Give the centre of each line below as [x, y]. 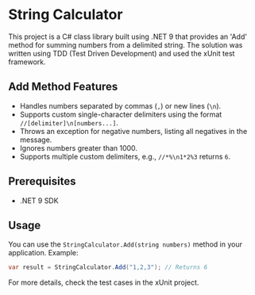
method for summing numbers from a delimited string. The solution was [126, 44]
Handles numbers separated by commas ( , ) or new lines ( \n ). [120, 105]
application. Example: [43, 253]
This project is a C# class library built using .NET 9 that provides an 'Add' [128, 36]
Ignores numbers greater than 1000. [78, 147]
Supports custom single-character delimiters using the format [121, 114]
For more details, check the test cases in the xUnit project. [104, 282]
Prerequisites [42, 181]
